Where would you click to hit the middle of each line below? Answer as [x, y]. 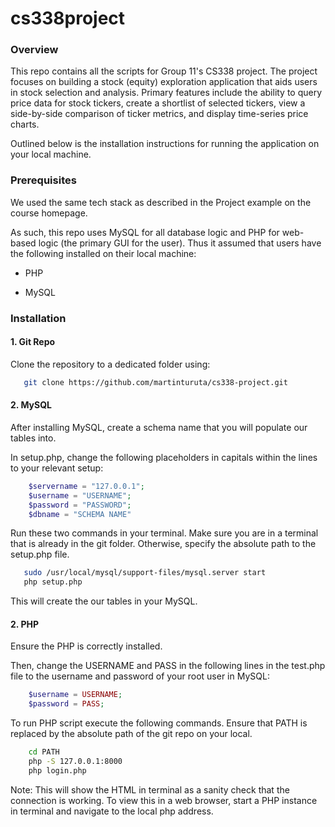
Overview [34, 50]
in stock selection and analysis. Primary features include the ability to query [166, 93]
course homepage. [49, 213]
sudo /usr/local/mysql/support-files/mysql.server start [145, 573]
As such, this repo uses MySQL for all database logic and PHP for [145, 232]
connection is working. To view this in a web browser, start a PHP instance [164, 800]
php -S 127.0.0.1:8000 [75, 762]
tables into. [33, 438]
